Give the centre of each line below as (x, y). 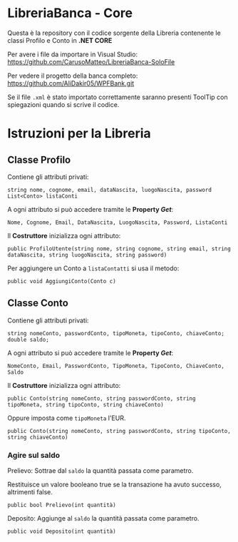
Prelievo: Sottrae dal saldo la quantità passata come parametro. (100, 471)
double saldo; (29, 339)
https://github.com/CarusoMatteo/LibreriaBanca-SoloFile (91, 61)
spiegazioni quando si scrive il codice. (63, 104)
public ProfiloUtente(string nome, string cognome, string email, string (119, 249)
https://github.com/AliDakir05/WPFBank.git (71, 83)
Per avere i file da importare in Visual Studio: (73, 54)
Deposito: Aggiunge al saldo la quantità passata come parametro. (103, 518)
